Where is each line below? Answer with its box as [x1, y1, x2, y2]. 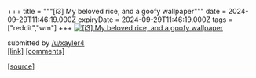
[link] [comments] [7, 47, 65, 55]
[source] [7, 62, 35, 71]
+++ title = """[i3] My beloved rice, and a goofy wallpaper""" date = [7, 7, 227, 16]
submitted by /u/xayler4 [7, 38, 85, 48]
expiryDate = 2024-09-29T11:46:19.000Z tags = [77, 15, 233, 24]
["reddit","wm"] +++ [7, 23, 72, 32]
